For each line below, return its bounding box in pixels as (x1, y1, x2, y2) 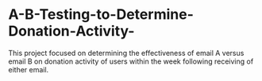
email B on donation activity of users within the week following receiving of (8, 57, 254, 66)
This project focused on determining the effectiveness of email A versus (8, 48, 245, 57)
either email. (8, 64, 49, 74)
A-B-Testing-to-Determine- (8, 6, 195, 24)
